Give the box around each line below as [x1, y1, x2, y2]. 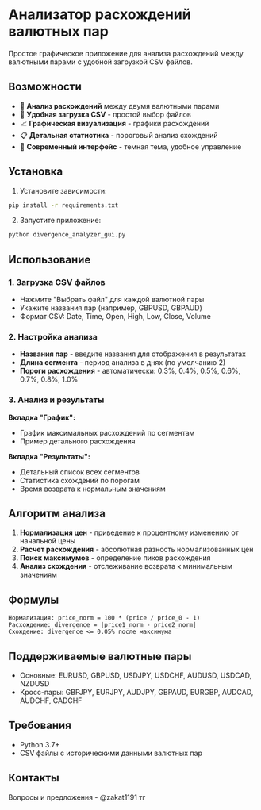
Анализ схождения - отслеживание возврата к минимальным [19, 562, 232, 571]
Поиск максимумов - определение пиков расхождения [19, 553, 212, 562]
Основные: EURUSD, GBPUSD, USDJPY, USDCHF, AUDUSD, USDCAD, [19, 670, 252, 680]
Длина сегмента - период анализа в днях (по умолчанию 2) [19, 358, 226, 367]
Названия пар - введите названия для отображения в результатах [19, 349, 246, 359]
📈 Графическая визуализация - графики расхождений [19, 118, 209, 128]
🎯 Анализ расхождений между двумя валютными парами [19, 101, 220, 110]
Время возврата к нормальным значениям [19, 484, 167, 493]
